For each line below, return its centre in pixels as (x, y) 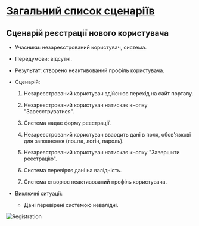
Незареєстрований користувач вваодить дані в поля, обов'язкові (107, 134)
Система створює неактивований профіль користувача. (95, 182)
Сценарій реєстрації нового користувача (87, 33)
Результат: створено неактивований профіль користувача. (90, 70)
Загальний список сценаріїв (80, 11)
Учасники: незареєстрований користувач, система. (81, 47)
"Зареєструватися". (49, 111)
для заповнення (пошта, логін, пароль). (74, 141)
